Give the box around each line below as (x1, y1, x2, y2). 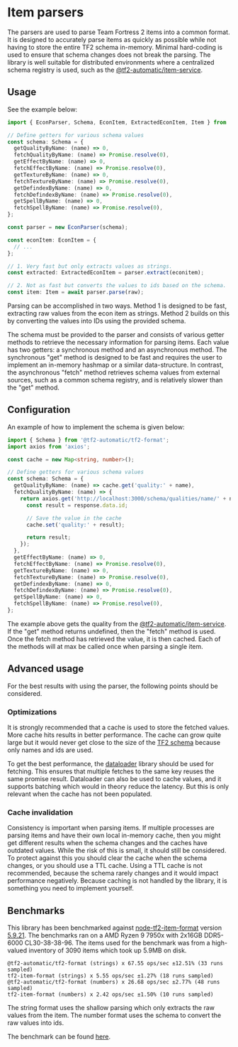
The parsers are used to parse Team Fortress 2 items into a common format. (7, 28, 230, 36)
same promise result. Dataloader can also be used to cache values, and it (7, 775, 222, 783)
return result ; (25, 534, 72, 541)
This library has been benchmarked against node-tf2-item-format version (7, 923, 222, 932)
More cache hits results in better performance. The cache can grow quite (7, 731, 222, 739)
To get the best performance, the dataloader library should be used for (7, 760, 214, 768)
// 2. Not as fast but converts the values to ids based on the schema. (7, 282, 227, 289)
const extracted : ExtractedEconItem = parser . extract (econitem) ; (7, 269, 204, 276)
